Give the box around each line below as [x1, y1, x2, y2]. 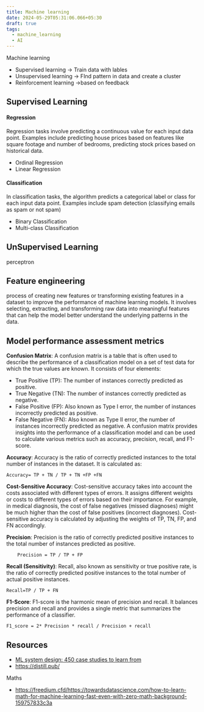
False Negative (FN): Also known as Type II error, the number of [15, 416, 175, 423]
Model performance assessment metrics [6, 336, 164, 346]
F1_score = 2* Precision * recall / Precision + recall [6, 623, 151, 629]
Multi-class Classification [15, 224, 79, 231]
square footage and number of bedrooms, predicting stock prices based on [6, 140, 196, 147]
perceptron [6, 258, 35, 265]
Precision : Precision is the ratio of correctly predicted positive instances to [6, 533, 194, 541]
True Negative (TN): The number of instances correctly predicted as [15, 390, 187, 398]
